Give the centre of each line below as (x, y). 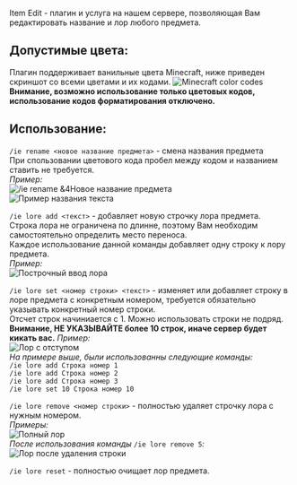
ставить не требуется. (52, 169)
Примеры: (29, 424)
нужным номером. (45, 415)
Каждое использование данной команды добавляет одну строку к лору (148, 244)
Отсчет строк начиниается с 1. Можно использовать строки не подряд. (147, 318)
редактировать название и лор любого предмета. (105, 22)
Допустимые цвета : (69, 51)
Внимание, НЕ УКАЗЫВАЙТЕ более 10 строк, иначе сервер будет (138, 328)
